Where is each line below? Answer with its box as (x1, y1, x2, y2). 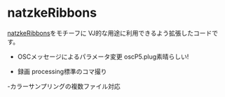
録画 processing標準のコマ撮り (17, 67, 107, 75)
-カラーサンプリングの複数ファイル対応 (7, 82, 121, 90)
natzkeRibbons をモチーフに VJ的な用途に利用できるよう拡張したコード (7, 29, 212, 37)
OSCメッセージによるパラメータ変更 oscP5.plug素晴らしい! (17, 52, 189, 61)
